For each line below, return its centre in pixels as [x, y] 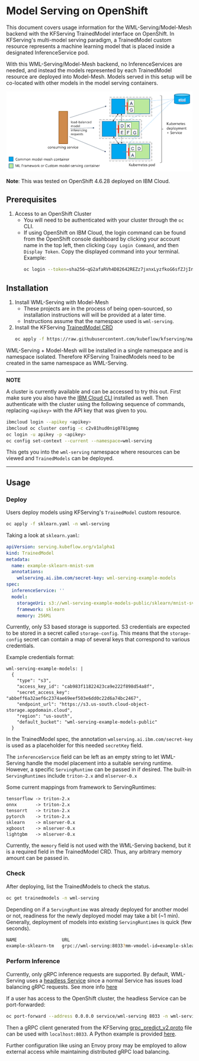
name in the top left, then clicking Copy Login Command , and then [101, 245]
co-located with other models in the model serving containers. [82, 83]
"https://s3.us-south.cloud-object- [104, 704]
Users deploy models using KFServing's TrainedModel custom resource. [94, 512]
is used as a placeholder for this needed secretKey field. [75, 746]
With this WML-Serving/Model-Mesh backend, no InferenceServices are [94, 64]
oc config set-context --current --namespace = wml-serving [79, 441]
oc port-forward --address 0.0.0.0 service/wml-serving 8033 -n [87, 1016]
